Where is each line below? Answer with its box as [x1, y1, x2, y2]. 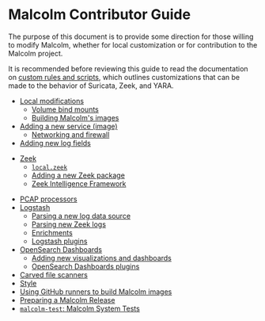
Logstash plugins [31, 236, 88, 246]
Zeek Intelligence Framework [31, 178, 127, 188]
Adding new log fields [19, 138, 91, 147]
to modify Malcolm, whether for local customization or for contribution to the [8, 40, 258, 49]
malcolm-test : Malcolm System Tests [19, 304, 140, 313]
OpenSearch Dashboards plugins [31, 262, 140, 271]
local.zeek [31, 163, 68, 171]
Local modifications [19, 96, 85, 105]
